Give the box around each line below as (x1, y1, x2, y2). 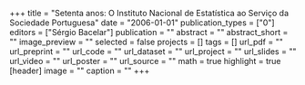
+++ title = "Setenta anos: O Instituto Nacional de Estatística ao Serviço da (9, 8, 290, 18)
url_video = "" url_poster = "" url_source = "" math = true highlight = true (9, 56, 281, 66)
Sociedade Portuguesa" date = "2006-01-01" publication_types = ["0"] (9, 17, 275, 28)
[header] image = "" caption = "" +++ (9, 65, 150, 76)
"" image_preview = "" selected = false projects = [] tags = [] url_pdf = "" (9, 36, 284, 47)
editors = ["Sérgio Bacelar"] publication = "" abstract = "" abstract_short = (9, 27, 289, 37)
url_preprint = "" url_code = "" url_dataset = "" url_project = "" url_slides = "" (9, 46, 297, 57)
